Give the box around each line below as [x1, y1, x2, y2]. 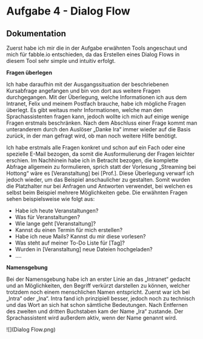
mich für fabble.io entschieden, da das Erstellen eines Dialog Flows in [6, 51, 180, 58]
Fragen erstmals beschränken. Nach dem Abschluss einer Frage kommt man [6, 119, 198, 127]
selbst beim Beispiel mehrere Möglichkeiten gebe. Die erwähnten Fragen [6, 189, 188, 196]
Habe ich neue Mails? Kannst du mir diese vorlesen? [15, 233, 146, 240]
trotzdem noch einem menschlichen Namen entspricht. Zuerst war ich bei [6, 289, 190, 295]
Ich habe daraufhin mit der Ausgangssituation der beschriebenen [6, 81, 169, 88]
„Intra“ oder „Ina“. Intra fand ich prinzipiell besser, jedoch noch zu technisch [6, 295, 195, 302]
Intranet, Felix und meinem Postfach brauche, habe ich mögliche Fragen [6, 100, 186, 107]
